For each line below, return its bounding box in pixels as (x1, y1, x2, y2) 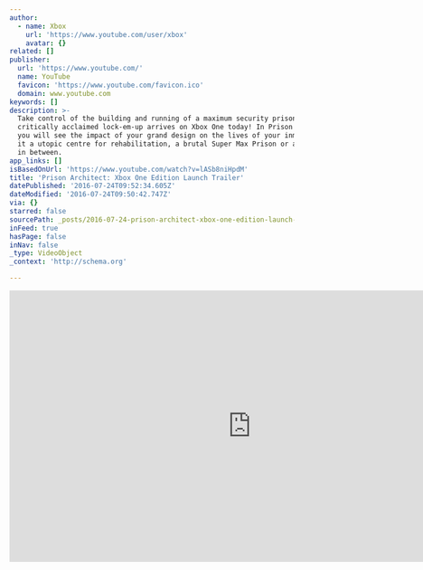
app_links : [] (9, 156, 63, 166)
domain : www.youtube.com (17, 89, 111, 98)
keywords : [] (9, 97, 59, 107)
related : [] (9, 47, 54, 56)
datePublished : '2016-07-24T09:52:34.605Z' (9, 182, 176, 191)
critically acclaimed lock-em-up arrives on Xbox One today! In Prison (17, 123, 294, 132)
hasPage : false (9, 232, 67, 241)
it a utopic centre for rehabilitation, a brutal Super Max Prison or (17, 139, 289, 148)
